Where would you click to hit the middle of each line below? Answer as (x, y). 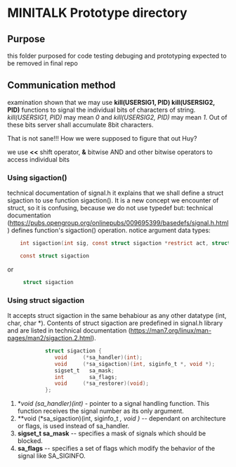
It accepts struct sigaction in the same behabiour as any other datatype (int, (117, 316)
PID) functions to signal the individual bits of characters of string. (101, 110)
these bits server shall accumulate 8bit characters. (80, 124)
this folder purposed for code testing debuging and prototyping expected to (117, 56)
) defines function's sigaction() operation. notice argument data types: (109, 231)
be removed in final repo (43, 63)
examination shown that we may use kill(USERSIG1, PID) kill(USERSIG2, (111, 102)
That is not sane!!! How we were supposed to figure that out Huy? (102, 138)
